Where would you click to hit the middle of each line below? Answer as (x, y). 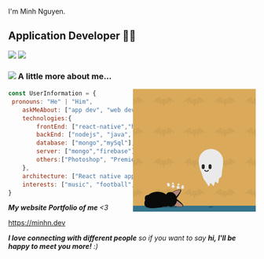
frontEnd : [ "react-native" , (82, 126)
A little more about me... (65, 76)
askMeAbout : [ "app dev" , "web (72, 110)
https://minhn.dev (37, 223)
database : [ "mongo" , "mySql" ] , (86, 143)
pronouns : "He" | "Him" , (52, 101)
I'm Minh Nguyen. (37, 11)
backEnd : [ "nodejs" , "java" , (84, 135)
